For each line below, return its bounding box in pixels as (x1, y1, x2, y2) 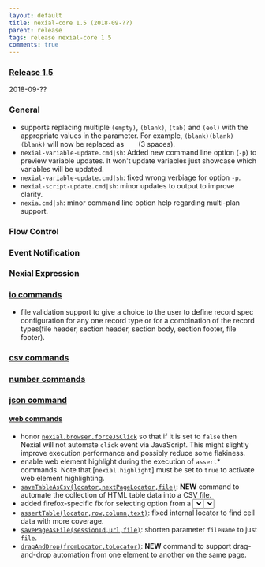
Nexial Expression (9, 268, 80, 279)
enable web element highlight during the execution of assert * (20, 457, 221, 466)
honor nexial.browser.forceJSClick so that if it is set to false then (20, 431, 237, 441)
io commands (9, 289, 62, 300)
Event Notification (9, 247, 80, 258)
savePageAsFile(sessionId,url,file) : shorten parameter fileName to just (20, 524, 258, 534)
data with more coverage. (20, 516, 104, 525)
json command (9, 394, 68, 405)
